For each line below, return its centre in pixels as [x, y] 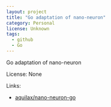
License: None [24, 74]
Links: [13, 85]
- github [22, 40]
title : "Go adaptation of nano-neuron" [56, 17]
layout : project [26, 12]
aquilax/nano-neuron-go [45, 97]
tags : [13, 34]
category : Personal [31, 23]
